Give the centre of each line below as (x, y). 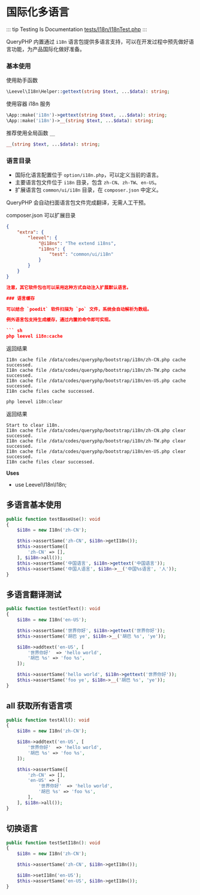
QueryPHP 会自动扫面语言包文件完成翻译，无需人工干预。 (78, 203)
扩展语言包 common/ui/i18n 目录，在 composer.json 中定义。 (88, 190)
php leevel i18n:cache (34, 336)
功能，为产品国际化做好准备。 (48, 49)
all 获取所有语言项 (39, 706)
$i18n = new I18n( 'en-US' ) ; (52, 620)
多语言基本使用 (34, 505)
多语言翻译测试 (34, 594)
